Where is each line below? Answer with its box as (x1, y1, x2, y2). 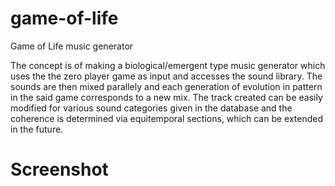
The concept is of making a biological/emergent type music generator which (10, 59, 326, 71)
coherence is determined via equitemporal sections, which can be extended (10, 112, 324, 124)
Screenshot (10, 158, 109, 181)
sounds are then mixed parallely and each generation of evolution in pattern (10, 80, 323, 92)
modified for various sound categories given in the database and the (10, 102, 293, 114)
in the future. (10, 123, 64, 135)
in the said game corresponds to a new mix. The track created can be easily (10, 91, 323, 103)
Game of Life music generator (10, 40, 134, 52)
